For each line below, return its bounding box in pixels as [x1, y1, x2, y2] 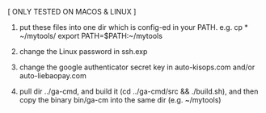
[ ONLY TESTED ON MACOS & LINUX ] [7, 7, 137, 16]
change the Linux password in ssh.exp [19, 47, 148, 56]
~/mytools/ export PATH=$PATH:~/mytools [19, 31, 163, 40]
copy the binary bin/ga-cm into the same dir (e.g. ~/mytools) [19, 95, 222, 104]
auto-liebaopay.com [19, 71, 87, 80]
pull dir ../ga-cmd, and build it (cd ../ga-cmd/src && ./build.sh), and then [19, 86, 259, 96]
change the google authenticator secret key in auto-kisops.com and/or [19, 62, 255, 72]
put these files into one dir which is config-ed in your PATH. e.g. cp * [19, 23, 248, 31]
